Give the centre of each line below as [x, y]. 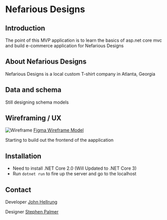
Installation [23, 156]
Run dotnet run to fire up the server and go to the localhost [74, 174]
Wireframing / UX [33, 118]
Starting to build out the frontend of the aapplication [59, 140]
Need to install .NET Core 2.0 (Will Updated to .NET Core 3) [74, 168]
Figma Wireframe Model [59, 130]
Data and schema [33, 90]
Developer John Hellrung [31, 202]
